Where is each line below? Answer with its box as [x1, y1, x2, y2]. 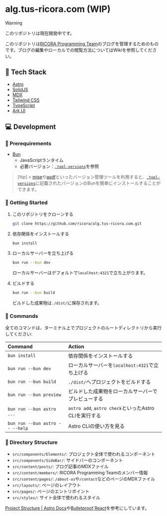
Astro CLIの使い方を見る [68, 422, 125, 429]
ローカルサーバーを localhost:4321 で [68, 362, 154, 369]
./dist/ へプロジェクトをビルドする [68, 378, 151, 385]
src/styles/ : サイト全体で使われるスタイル [12, 494, 100, 501]
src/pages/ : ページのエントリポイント [12, 488, 90, 494]
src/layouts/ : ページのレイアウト [12, 482, 81, 488]
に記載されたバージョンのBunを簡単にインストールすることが [35, 180, 161, 186]
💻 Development [5, 123, 56, 131]
